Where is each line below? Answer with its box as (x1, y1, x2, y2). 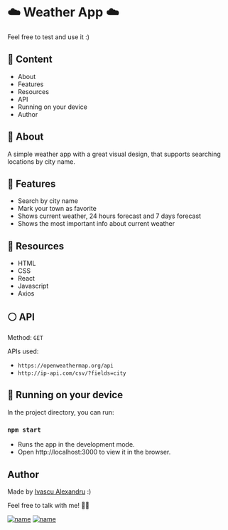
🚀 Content (7, 53, 53, 66)
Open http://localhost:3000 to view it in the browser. (17, 448, 171, 457)
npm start (7, 425, 41, 434)
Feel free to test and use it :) (7, 32, 90, 41)
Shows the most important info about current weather (17, 219, 175, 228)
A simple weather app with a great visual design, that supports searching (7, 150, 222, 158)
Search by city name (17, 197, 78, 205)
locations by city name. (7, 157, 76, 166)
